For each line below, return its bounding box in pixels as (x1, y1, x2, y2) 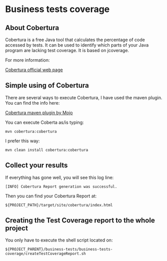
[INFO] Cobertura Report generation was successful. (5, 184, 117, 189)
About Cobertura (5, 24, 59, 32)
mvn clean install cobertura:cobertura (5, 147, 88, 152)
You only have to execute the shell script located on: (5, 237, 113, 243)
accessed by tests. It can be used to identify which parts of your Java (5, 42, 149, 48)
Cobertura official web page (5, 67, 63, 73)
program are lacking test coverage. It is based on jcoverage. (5, 48, 129, 53)
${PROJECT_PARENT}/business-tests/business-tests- (5, 247, 113, 252)
